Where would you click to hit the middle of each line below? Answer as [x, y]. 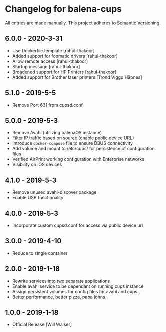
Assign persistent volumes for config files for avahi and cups [75, 291]
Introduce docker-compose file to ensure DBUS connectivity [73, 143]
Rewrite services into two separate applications [61, 281]
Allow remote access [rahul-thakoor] [50, 61]
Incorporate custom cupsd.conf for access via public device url [78, 225]
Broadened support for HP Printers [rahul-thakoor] [64, 72]
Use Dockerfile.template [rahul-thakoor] [53, 50]
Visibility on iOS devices [37, 165]
